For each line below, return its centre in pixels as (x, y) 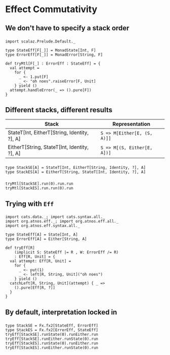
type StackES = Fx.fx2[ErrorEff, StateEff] (52, 330)
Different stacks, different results (59, 110)
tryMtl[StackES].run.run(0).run (39, 188)
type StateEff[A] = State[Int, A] (42, 235)
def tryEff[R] (20, 248)
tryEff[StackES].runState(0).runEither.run (52, 343)
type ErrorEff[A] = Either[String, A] (46, 239)
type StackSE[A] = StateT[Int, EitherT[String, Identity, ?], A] (75, 168)
